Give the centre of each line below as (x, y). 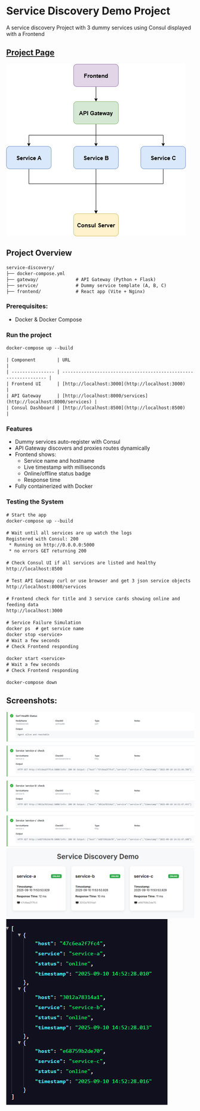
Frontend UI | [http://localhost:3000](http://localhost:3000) (99, 384)
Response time (42, 480)
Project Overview (39, 253)
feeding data (22, 605)
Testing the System (35, 502)
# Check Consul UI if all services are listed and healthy (81, 563)
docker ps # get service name (45, 628)
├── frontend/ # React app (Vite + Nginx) (76, 291)
